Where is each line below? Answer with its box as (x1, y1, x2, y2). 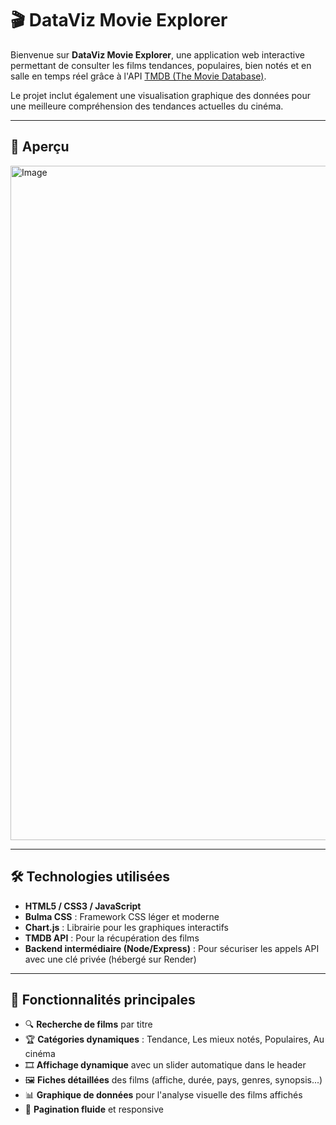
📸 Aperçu (10, 138, 70, 156)
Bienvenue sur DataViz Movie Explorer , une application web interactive (10, 48, 305, 61)
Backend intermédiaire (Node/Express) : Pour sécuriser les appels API (24, 942, 320, 954)
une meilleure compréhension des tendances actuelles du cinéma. (10, 100, 284, 112)
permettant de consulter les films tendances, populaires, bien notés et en (10, 59, 312, 71)
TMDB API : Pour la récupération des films (24, 932, 200, 944)
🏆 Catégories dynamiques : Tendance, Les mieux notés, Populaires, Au (24, 1033, 325, 1046)
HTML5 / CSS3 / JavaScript (24, 900, 142, 912)
